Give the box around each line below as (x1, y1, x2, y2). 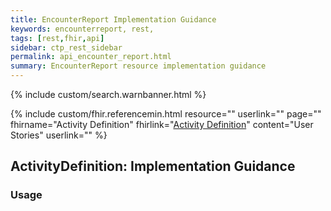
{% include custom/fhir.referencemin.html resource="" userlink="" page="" (10, 108, 322, 120)
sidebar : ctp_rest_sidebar (10, 42, 123, 53)
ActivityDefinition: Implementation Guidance (10, 158, 296, 175)
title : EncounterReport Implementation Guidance (10, 14, 217, 25)
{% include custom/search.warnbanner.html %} (10, 89, 207, 100)
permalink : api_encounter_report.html (10, 52, 172, 62)
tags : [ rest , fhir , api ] (10, 33, 105, 43)
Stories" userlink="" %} (10, 129, 108, 141)
